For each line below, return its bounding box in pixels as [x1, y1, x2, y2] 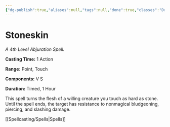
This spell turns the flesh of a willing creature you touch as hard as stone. [5, 95, 158, 102]
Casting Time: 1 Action [5, 56, 53, 62]
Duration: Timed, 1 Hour [5, 85, 56, 91]
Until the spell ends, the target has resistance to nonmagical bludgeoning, [5, 101, 159, 107]
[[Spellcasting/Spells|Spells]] [5, 116, 66, 122]
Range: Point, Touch [5, 66, 48, 72]
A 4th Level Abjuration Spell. [5, 46, 65, 52]
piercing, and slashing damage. [5, 106, 71, 112]
